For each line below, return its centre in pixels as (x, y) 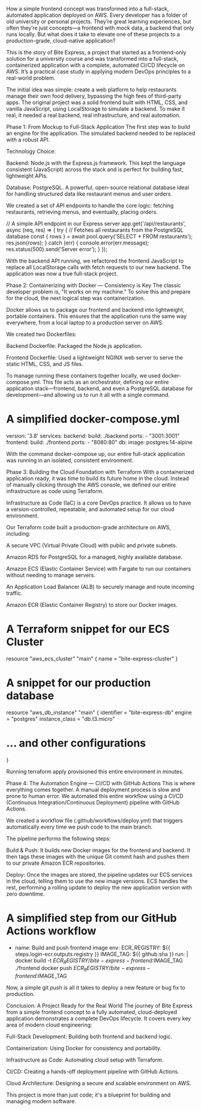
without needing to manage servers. (51, 575)
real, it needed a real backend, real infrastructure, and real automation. (94, 115)
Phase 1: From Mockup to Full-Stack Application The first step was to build (98, 127)
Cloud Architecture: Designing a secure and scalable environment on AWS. (99, 1083)
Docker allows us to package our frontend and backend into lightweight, (95, 310)
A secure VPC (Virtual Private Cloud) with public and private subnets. (92, 545)
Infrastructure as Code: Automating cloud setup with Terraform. (85, 1060)
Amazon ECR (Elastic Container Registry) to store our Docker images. (92, 605)
